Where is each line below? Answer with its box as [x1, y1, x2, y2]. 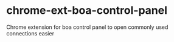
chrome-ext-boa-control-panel [6, 4, 168, 17]
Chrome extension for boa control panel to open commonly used [6, 23, 169, 31]
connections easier [6, 29, 55, 37]
